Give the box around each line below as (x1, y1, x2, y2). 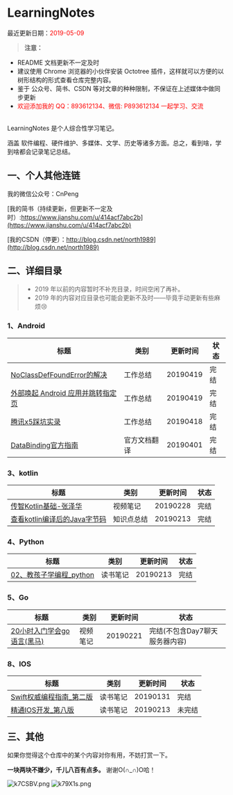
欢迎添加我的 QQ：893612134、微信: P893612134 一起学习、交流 (17, 102, 204, 110)
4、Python (7, 537, 44, 547)
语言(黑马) (10, 636, 44, 646)
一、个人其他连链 (7, 170, 80, 182)
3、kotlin (7, 468, 39, 478)
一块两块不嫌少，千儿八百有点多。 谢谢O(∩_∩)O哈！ (7, 765, 156, 773)
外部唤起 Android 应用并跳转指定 (10, 388, 116, 398)
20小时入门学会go (10, 626, 71, 636)
